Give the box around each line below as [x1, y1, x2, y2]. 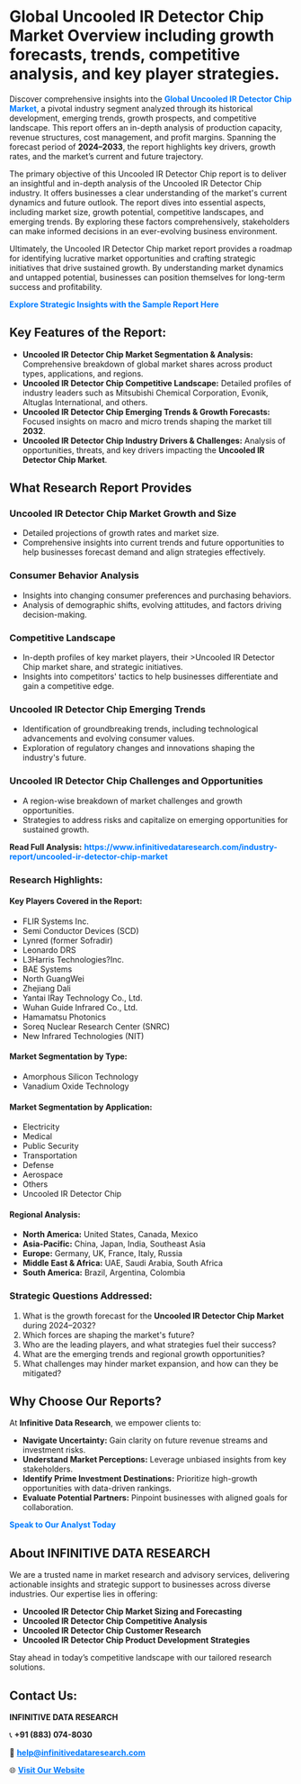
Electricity [22, 1121, 60, 1132]
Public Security [22, 1141, 79, 1152]
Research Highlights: [9, 874, 103, 886]
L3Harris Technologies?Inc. [22, 954, 124, 964]
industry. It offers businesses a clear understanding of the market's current [9, 187, 288, 198]
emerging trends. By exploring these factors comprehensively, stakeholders [9, 216, 290, 227]
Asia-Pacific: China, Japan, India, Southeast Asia [22, 1238, 207, 1249]
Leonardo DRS [22, 944, 76, 955]
